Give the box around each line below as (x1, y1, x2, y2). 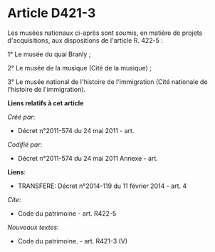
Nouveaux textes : (7, 223, 59, 231)
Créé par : (7, 112, 36, 121)
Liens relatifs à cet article (7, 98, 84, 107)
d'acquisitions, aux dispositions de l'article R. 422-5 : (7, 36, 164, 44)
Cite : (7, 195, 21, 204)
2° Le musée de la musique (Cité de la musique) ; (7, 63, 152, 72)
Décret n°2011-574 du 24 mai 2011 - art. (17, 126, 135, 135)
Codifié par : (7, 140, 43, 149)
